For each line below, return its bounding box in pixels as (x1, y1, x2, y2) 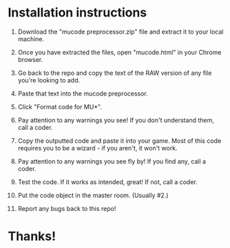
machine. (17, 34, 45, 43)
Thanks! (8, 229, 56, 245)
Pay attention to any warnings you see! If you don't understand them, (17, 115, 214, 124)
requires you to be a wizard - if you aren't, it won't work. (17, 144, 178, 152)
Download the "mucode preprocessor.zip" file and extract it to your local (17, 27, 224, 36)
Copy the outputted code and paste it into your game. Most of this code (17, 136, 222, 145)
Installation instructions (8, 5, 147, 21)
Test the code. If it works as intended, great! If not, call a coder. (17, 177, 198, 186)
